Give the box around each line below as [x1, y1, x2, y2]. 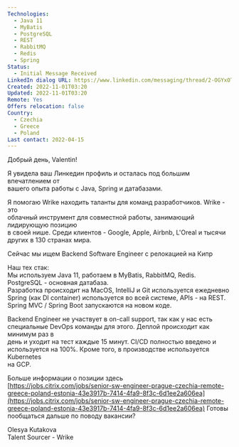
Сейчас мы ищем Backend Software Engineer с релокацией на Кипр [7, 249, 213, 258]
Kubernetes [7, 352, 41, 361]
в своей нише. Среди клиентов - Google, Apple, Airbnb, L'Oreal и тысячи [7, 228, 226, 237]
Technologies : [7, 10, 50, 18]
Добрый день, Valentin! [7, 156, 78, 164]
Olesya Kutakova [7, 426, 57, 434]
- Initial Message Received [14, 70, 97, 77]
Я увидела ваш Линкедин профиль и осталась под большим [7, 169, 190, 178]
